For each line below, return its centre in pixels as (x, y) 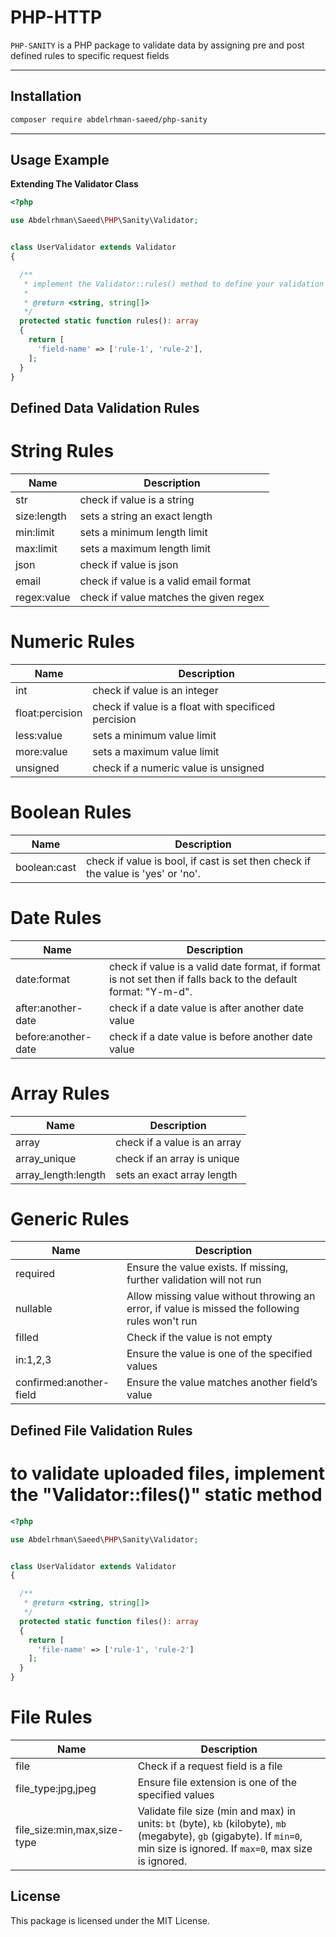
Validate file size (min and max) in (216, 1811)
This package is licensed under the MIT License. (110, 1920)
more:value (41, 751)
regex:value (43, 597)
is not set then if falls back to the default (203, 979)
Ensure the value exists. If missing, (207, 1268)
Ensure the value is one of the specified (219, 1354)
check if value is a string (137, 499)
